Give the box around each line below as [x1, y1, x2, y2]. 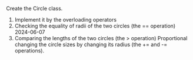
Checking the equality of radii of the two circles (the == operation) [14, 23, 176, 29]
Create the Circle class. [6, 5, 63, 12]
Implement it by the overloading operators [14, 16, 117, 23]
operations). [14, 47, 45, 54]
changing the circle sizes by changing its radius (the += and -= [14, 41, 168, 48]
